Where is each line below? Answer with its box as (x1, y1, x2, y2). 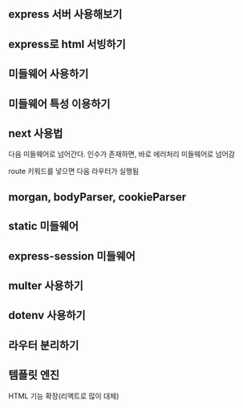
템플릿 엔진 (8, 368, 60, 382)
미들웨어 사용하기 (8, 67, 89, 81)
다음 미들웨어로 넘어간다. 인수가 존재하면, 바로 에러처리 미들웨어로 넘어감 (8, 149, 235, 159)
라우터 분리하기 (8, 338, 79, 352)
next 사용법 (8, 127, 63, 140)
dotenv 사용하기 (8, 309, 86, 322)
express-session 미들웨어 (8, 249, 136, 263)
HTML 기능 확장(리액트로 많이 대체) (8, 391, 119, 401)
